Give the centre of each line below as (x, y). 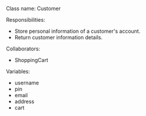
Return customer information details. (58, 37)
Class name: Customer (34, 8)
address (24, 101)
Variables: (18, 71)
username (27, 83)
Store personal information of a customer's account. (77, 31)
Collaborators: (23, 49)
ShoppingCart (31, 60)
